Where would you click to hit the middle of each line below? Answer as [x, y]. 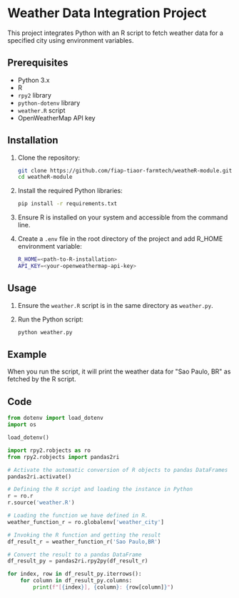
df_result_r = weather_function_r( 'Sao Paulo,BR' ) [84, 542]
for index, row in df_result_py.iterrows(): [75, 574]
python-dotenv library [49, 103]
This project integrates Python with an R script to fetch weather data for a [115, 33]
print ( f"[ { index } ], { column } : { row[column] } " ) [103, 587]
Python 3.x [34, 80]
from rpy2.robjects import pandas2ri [63, 457]
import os [22, 425]
